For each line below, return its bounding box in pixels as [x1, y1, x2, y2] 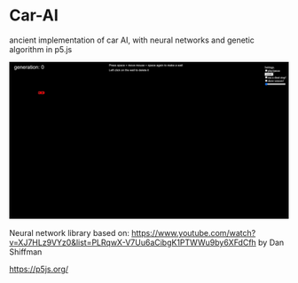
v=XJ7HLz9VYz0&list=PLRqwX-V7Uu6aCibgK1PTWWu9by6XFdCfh [9, 237, 257, 248]
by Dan [258, 237, 285, 248]
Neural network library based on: [9, 228, 130, 239]
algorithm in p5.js [9, 43, 73, 54]
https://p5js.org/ [9, 263, 69, 275]
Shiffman [9, 247, 43, 257]
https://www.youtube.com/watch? [131, 228, 256, 239]
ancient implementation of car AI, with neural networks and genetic [9, 35, 255, 45]
